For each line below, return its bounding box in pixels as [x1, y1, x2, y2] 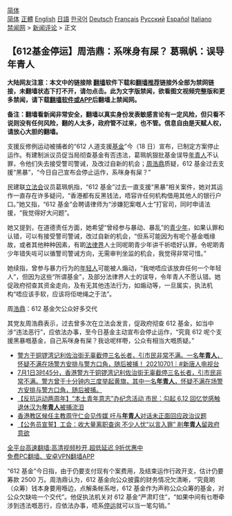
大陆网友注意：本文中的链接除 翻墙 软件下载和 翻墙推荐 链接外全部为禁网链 [7, 78, 215, 86]
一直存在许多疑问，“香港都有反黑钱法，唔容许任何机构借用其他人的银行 [12, 191, 216, 200]
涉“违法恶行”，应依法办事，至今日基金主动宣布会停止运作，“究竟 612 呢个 [7, 327, 216, 336]
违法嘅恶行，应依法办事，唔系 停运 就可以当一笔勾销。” [19, 501, 171, 509]
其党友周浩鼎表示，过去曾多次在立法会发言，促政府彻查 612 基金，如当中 [7, 319, 214, 327]
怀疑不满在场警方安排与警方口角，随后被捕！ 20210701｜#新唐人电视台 [17, 359, 220, 367]
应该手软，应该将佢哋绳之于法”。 [21, 289, 116, 298]
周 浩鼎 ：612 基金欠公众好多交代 [7, 304, 98, 312]
